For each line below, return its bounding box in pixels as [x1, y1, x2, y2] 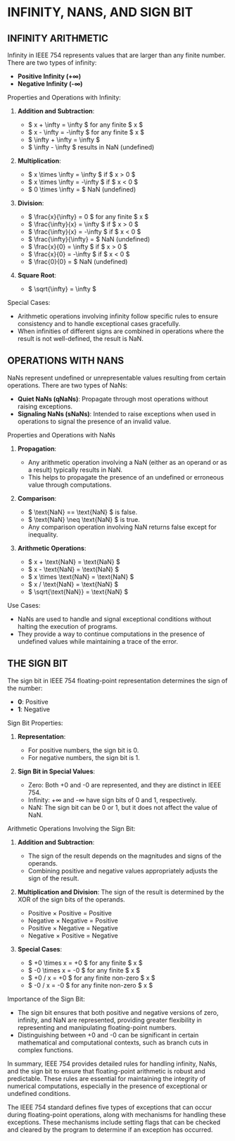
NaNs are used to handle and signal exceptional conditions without [17, 614, 212, 623]
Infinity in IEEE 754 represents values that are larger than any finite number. [7, 51, 226, 59]
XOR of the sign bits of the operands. [17, 895, 125, 904]
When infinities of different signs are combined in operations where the [17, 327, 224, 335]
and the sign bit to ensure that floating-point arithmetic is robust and [7, 1066, 205, 1075]
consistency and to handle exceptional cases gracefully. [17, 320, 181, 328]
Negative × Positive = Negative [27, 931, 118, 940]
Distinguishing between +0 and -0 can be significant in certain [17, 1030, 199, 1039]
